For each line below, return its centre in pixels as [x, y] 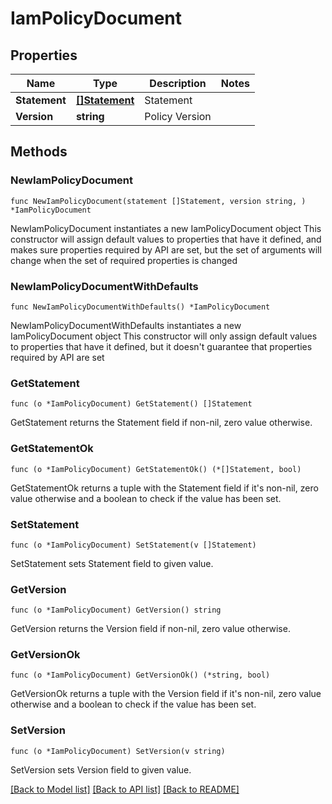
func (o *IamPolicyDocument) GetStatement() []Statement [131, 404]
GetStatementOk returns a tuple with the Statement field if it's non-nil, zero [164, 488]
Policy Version [178, 116]
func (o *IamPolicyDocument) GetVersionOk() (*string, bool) [140, 675]
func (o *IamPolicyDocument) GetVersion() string [116, 610]
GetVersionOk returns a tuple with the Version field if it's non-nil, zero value [166, 694]
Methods [39, 152]
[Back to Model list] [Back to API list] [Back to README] [125, 789]
